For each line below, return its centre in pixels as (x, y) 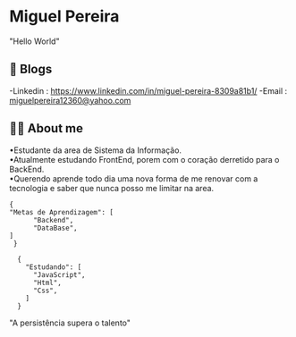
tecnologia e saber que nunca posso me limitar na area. (112, 188)
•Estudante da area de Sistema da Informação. (95, 150)
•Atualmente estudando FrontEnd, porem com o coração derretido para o (144, 159)
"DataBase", (55, 228)
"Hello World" (34, 41)
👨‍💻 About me (46, 128)
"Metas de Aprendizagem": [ (62, 212)
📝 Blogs (31, 69)
